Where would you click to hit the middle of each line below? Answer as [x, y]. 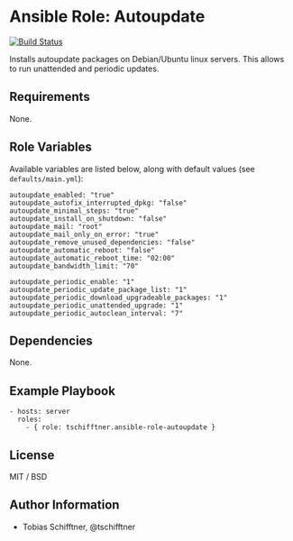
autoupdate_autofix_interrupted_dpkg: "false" [98, 203]
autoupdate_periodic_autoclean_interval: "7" [96, 313]
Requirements [50, 97]
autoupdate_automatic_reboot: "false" [82, 250]
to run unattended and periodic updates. [84, 69]
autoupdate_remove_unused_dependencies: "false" [102, 242]
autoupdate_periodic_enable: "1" [72, 281]
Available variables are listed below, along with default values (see [132, 169]
